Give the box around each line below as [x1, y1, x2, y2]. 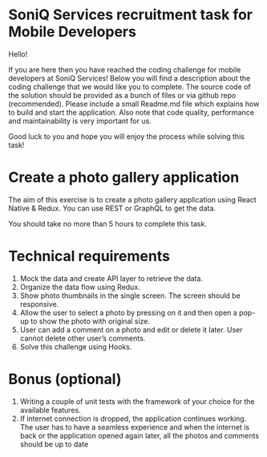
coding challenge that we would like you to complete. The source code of [8, 82, 251, 92]
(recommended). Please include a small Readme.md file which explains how [8, 99, 260, 108]
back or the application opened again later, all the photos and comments [19, 430, 259, 440]
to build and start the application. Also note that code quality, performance [8, 107, 255, 117]
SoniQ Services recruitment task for [8, 6, 253, 24]
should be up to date [19, 439, 89, 449]
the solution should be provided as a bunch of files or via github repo [8, 90, 237, 100]
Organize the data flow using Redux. [19, 282, 140, 292]
